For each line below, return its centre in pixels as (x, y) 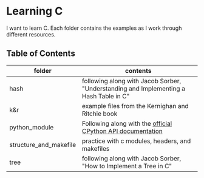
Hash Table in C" (106, 96)
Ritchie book (100, 114)
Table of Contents (41, 54)
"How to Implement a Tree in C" (127, 166)
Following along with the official (127, 123)
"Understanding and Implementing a (133, 88)
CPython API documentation (122, 131)
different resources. (31, 34)
